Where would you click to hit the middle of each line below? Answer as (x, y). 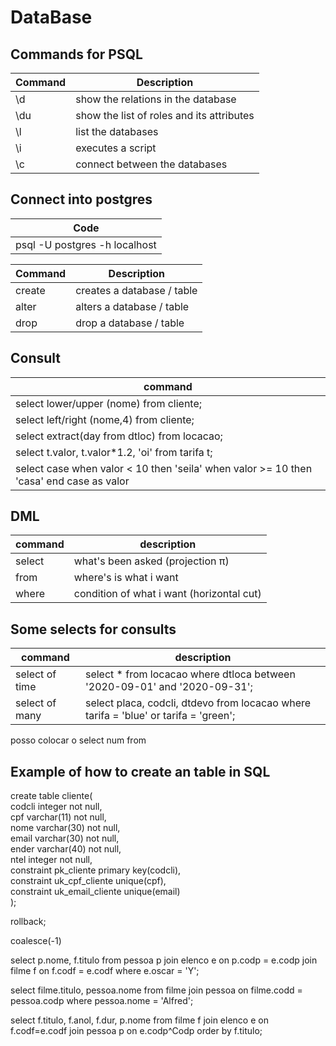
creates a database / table (136, 290)
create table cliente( (51, 796)
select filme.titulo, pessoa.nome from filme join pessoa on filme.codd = (156, 990)
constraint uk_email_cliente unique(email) (95, 892)
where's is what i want (126, 578)
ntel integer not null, (51, 860)
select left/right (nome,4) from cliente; (105, 419)
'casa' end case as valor (72, 481)
